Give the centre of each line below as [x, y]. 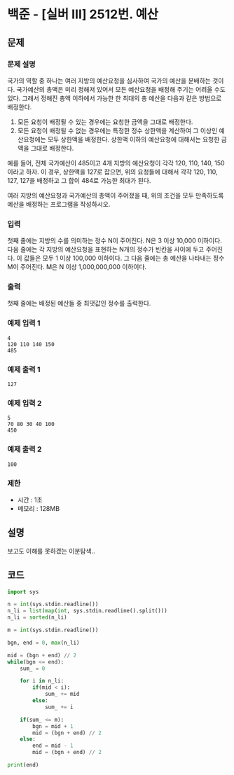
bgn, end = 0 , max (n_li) [43, 643]
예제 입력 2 [25, 403]
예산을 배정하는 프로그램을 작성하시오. [59, 204]
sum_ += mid [62, 694]
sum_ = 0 [33, 668]
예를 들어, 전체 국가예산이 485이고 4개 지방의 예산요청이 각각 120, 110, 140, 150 [116, 163]
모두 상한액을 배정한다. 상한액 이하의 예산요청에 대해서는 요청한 [134, 139]
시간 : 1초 [30, 500]
